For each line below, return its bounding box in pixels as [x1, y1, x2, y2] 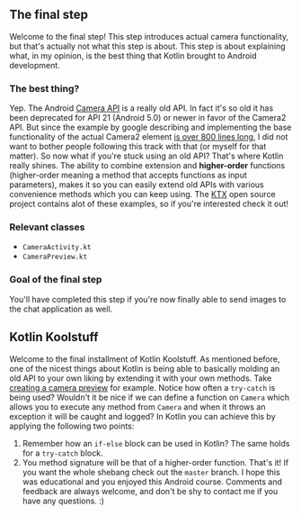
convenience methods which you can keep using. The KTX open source [9, 189, 276, 200]
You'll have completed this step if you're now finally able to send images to [9, 294, 287, 304]
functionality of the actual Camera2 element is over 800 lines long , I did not [9, 131, 288, 142]
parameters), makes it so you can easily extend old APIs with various [9, 179, 264, 190]
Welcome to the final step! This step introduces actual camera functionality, [9, 31, 289, 41]
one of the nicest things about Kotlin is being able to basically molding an [9, 363, 280, 374]
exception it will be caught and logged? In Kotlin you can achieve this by [9, 411, 276, 421]
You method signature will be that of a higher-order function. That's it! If [22, 456, 289, 467]
